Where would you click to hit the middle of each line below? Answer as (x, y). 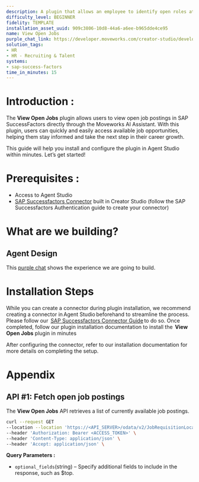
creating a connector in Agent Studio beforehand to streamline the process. (98, 314)
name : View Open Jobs (33, 34)
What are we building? (62, 232)
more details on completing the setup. (52, 351)
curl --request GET (30, 422)
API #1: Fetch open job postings (65, 397)
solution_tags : (25, 45)
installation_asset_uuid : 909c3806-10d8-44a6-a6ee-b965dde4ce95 (87, 28)
